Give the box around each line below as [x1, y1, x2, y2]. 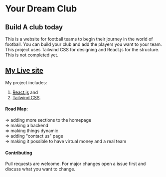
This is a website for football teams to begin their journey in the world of [5, 36, 153, 42]
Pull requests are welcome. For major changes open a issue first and [5, 161, 146, 167]
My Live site [5, 66, 44, 75]
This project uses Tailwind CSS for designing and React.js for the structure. [5, 47, 160, 52]
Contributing [5, 150, 32, 156]
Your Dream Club [5, 3, 77, 14]
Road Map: [5, 106, 28, 112]
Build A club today [5, 23, 63, 31]
